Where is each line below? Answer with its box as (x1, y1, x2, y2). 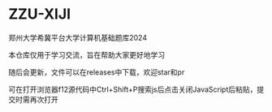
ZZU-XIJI (8, 5, 71, 24)
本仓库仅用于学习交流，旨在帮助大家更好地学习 (8, 50, 165, 59)
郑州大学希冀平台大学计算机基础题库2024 (8, 32, 148, 42)
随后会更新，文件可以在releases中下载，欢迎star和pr (8, 67, 185, 77)
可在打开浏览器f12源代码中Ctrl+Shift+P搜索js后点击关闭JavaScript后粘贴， (8, 84, 257, 94)
